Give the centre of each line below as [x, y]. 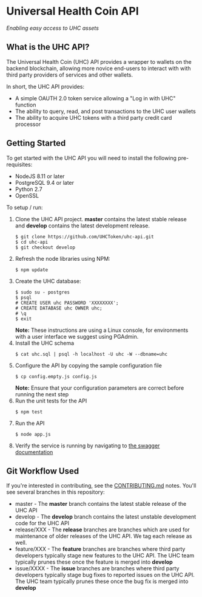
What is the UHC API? [48, 47]
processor [28, 124]
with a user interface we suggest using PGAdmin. [77, 336]
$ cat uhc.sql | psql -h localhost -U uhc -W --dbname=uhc [91, 354]
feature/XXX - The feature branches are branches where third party [100, 549]
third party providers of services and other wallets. [70, 75]
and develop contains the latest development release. [82, 226]
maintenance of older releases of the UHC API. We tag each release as [103, 536]
